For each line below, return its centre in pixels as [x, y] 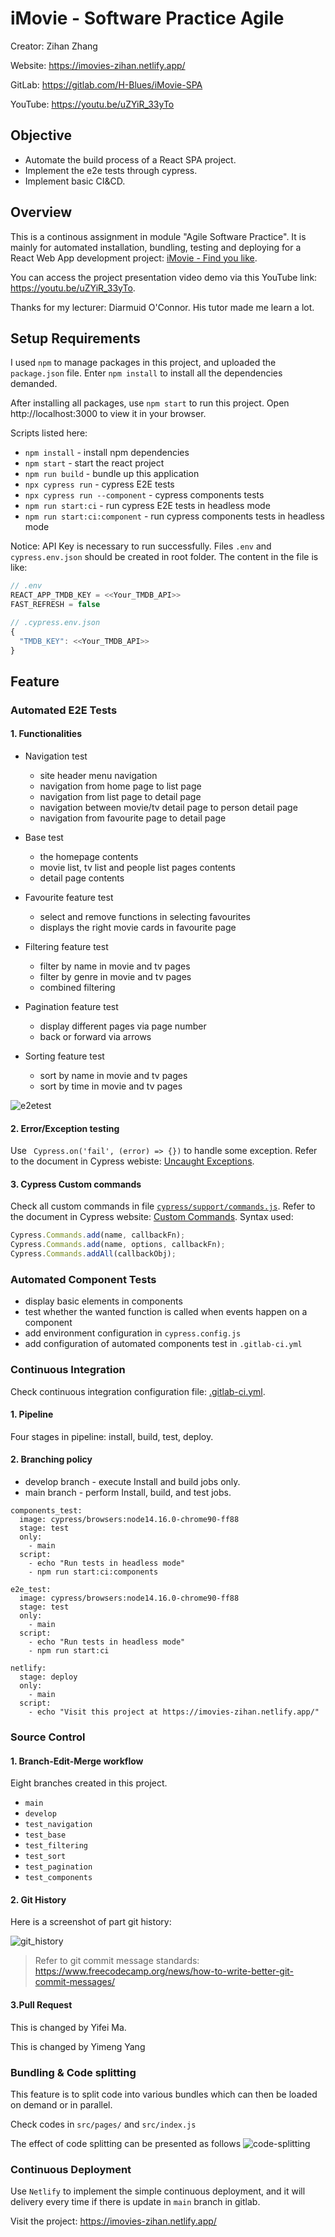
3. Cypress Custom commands [76, 1184]
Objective [41, 135]
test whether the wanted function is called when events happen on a [166, 1312]
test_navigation [58, 1825]
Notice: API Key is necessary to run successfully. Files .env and [141, 546]
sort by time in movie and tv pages [111, 1086]
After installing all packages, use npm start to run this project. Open [150, 403]
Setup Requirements [75, 338]
